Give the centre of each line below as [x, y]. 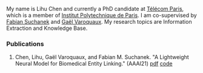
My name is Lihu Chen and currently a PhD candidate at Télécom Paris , [95, 9]
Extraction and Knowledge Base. [47, 28]
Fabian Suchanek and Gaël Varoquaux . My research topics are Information [99, 22]
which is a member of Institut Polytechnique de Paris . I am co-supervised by [101, 15]
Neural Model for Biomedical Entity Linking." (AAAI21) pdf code [94, 64]
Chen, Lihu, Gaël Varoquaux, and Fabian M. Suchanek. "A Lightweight [102, 57]
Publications [25, 44]
